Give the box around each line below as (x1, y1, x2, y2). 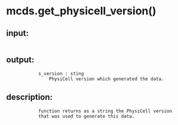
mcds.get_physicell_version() (6, 4, 156, 18)
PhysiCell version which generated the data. (48, 76, 164, 82)
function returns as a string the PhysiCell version (38, 108, 172, 114)
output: (6, 55, 35, 65)
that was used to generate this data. (38, 113, 135, 119)
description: (6, 92, 53, 102)
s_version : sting (38, 71, 84, 77)
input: (6, 28, 29, 38)
